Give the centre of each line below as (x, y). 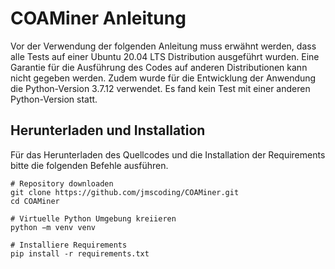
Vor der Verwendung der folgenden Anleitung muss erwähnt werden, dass (163, 46)
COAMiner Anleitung (98, 18)
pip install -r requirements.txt (80, 253)
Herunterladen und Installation (108, 130)
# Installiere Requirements (69, 245)
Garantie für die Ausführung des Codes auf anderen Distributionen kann (159, 67)
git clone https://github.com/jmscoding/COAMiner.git (125, 192)
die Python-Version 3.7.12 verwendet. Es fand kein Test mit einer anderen (160, 88)
